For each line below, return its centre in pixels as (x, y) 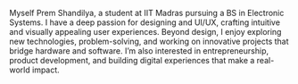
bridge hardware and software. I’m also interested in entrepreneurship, (139, 51)
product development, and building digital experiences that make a (132, 60)
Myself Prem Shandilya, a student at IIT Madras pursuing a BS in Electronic (147, 13)
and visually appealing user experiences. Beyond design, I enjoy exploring (145, 32)
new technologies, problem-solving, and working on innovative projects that (149, 41)
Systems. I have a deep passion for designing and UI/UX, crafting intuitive (145, 22)
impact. (46, 70)
